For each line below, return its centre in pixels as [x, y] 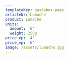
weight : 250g [23, 33]
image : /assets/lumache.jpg [35, 47]
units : [12, 24]
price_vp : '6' [20, 43]
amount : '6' [22, 29]
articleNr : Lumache [26, 15]
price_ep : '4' [20, 38]
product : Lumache [23, 19]
